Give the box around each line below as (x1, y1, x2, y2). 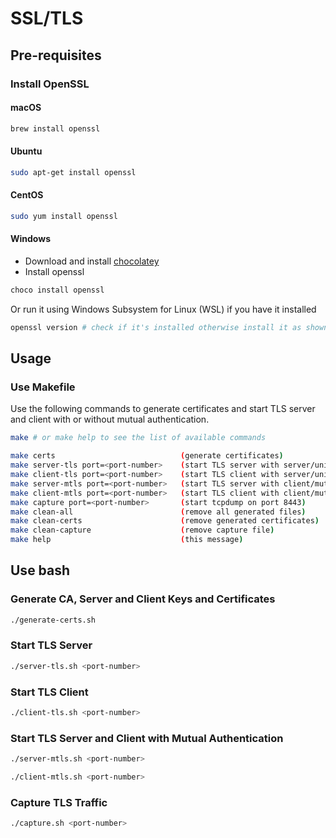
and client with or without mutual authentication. (10, 413, 210, 426)
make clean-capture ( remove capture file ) (10, 525, 275, 536)
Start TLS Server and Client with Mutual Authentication (10, 731, 284, 745)
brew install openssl (10, 123, 101, 134)
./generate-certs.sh (10, 615, 97, 625)
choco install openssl (10, 285, 105, 295)
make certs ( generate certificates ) (10, 451, 284, 461)
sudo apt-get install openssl (10, 167, 137, 177)
